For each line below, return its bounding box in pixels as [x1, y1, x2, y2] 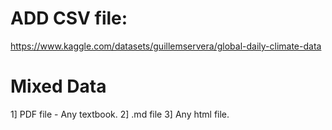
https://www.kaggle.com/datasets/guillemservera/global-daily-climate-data [10, 40, 322, 52]
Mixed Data [10, 75, 107, 98]
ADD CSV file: [10, 7, 128, 30]
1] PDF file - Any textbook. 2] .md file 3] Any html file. [10, 108, 230, 120]
